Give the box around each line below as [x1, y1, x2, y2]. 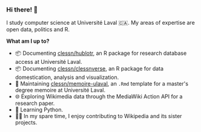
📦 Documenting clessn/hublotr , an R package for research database [15, 49, 187, 57]
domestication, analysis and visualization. [15, 74, 119, 81]
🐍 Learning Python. [15, 106, 64, 113]
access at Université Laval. [15, 58, 82, 66]
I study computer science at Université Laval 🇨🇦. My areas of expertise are [6, 19, 195, 27]
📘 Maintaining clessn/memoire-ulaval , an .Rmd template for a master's [15, 80, 189, 87]
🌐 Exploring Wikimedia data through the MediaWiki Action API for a [15, 93, 183, 100]
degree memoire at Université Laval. [15, 87, 106, 94]
